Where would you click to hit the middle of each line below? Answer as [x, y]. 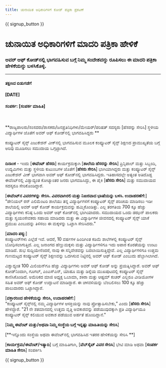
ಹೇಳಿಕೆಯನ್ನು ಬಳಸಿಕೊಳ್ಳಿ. [26, 66]
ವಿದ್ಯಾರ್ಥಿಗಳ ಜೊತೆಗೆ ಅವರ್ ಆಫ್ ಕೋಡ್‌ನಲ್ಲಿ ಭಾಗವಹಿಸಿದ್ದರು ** [52, 132]
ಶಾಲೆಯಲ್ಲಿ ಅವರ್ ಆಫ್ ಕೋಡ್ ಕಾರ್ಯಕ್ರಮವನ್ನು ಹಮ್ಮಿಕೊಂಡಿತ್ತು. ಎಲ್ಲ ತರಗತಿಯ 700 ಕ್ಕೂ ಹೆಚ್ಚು [75, 207]
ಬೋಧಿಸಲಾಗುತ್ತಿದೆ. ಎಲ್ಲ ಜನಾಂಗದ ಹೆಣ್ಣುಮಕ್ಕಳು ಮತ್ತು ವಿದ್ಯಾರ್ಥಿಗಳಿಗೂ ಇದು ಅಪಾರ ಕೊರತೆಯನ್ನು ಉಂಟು [81, 245]
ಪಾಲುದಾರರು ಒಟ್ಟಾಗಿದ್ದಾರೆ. [24, 288]
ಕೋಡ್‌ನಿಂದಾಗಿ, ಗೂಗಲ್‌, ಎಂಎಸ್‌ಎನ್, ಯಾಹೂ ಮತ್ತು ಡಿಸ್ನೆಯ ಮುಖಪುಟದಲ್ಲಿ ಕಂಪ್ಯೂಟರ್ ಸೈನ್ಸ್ [74, 271]
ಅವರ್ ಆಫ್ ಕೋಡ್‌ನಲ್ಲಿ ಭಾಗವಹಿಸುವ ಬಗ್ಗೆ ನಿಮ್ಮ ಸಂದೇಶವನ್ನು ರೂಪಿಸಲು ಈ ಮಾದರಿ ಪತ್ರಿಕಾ [81, 60]
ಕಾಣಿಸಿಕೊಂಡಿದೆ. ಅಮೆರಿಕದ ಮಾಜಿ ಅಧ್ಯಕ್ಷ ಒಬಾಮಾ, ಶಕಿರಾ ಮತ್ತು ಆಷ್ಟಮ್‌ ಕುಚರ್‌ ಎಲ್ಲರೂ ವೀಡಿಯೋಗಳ [80, 277]
